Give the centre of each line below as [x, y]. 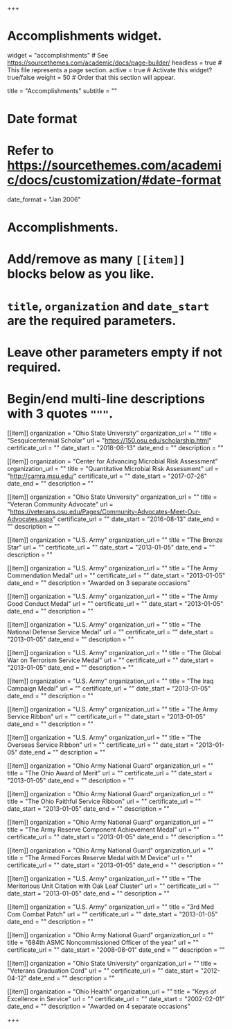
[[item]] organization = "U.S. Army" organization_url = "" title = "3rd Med [111, 907]
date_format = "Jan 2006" [44, 199]
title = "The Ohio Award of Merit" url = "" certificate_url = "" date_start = [110, 773]
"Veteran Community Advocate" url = [60, 504]
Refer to [30, 151]
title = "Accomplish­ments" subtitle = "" [62, 90]
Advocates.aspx [30, 519]
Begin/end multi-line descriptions [106, 399]
